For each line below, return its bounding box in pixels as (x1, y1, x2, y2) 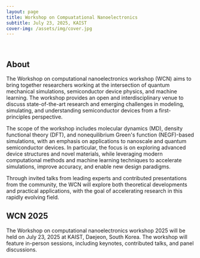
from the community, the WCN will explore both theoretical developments (6, 181, 187, 189)
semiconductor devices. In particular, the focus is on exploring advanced (6, 144, 186, 151)
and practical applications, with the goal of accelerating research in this (6, 187, 183, 195)
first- (159, 107, 172, 114)
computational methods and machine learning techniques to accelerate (6, 157, 182, 164)
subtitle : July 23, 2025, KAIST (6, 20, 87, 26)
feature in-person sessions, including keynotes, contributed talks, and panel (6, 239, 194, 247)
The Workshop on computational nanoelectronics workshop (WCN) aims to (6, 75, 192, 83)
